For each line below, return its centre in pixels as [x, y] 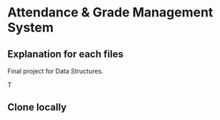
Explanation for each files [65, 54]
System [31, 27]
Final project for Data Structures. [55, 71]
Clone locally [37, 107]
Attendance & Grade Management [110, 12]
